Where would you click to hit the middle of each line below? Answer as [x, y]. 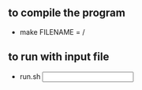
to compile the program [67, 13]
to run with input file [59, 57]
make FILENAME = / [52, 32]
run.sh [30, 76]
